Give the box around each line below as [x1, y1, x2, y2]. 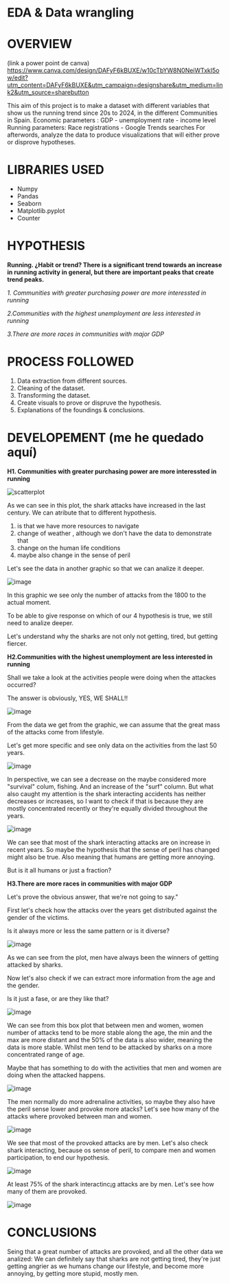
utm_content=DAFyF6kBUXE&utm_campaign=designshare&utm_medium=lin [7, 81, 223, 89]
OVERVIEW [7, 36, 73, 52]
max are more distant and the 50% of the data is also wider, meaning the [7, 1035, 213, 1044]
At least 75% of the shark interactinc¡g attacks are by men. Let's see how [7, 1180, 214, 1188]
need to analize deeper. [7, 618, 74, 627]
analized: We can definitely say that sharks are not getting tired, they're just [7, 1254, 221, 1263]
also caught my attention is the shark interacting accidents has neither [7, 789, 206, 798]
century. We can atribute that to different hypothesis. [7, 508, 157, 517]
